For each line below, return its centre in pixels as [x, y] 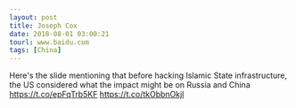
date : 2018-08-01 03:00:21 [59, 34]
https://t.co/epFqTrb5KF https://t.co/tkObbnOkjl [97, 95]
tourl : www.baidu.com [49, 42]
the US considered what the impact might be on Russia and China [130, 85]
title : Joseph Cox [43, 26]
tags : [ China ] [36, 50]
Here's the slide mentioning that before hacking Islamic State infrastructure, [148, 75]
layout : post [33, 17]
